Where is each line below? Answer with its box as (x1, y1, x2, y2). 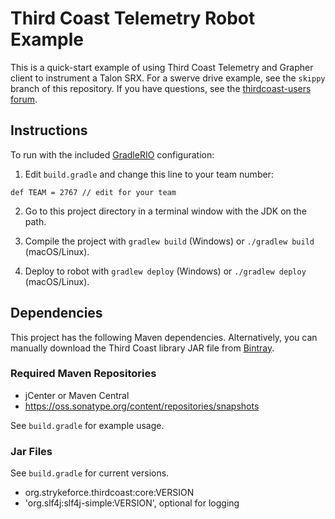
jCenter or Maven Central (24, 389, 130, 401)
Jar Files (10, 444, 53, 458)
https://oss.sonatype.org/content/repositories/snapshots (24, 400, 260, 412)
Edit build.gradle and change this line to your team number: (24, 168, 274, 180)
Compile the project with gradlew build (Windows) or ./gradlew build (24, 235, 315, 247)
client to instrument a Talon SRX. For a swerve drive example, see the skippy (10, 72, 326, 84)
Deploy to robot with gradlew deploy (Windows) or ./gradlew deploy (24, 265, 307, 277)
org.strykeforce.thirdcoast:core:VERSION (24, 487, 195, 499)
